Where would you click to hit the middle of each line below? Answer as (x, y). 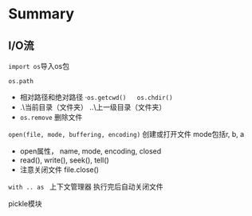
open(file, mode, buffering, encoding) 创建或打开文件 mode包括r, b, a (126, 134)
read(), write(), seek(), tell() (64, 160)
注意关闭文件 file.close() (59, 170)
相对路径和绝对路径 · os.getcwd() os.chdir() (96, 97)
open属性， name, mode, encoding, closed (91, 151)
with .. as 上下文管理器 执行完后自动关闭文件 (86, 186)
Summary (41, 14)
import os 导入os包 (39, 66)
